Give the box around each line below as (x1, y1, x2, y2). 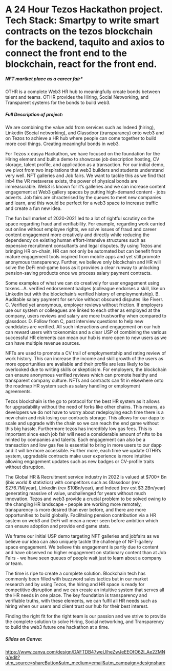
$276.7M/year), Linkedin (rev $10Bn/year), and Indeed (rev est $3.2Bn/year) (5, 485, 166, 491)
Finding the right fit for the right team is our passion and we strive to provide (5, 613, 166, 620)
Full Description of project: (5, 111, 63, 117)
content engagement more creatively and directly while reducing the (5, 232, 150, 238)
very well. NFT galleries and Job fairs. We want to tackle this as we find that (5, 172, 165, 179)
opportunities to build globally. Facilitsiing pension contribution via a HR (5, 512, 156, 518)
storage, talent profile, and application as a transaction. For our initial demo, (5, 162, 165, 168)
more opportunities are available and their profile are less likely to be (5, 361, 150, 367)
